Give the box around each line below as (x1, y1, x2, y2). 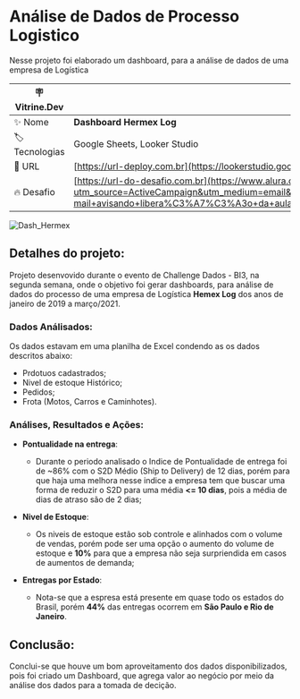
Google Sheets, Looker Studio (73, 138, 199, 150)
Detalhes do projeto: (9, 246, 125, 261)
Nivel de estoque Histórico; (21, 378, 123, 388)
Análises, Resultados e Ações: (9, 418, 145, 430)
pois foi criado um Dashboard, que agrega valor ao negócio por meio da (9, 670, 275, 681)
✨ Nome (13, 115, 49, 128)
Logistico (9, 25, 80, 46)
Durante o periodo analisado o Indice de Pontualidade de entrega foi (35, 456, 287, 467)
